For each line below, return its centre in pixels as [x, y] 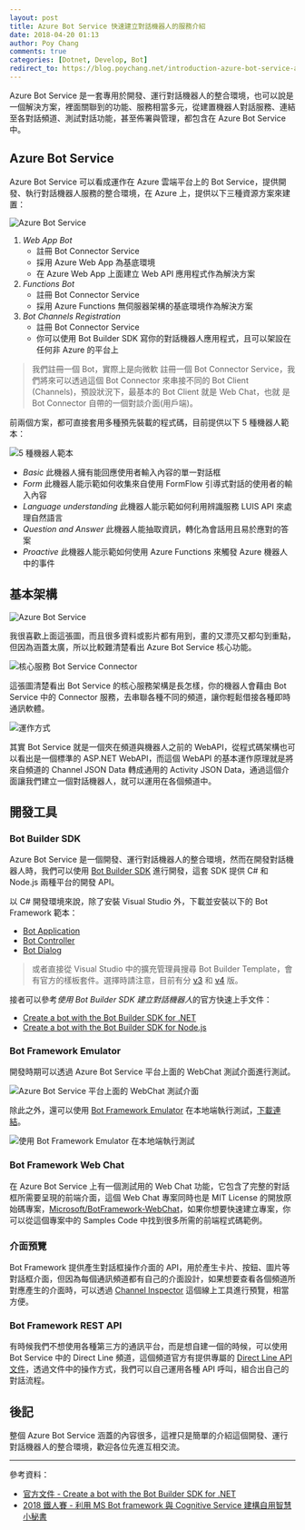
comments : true [38, 52]
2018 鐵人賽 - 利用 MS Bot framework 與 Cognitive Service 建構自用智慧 [157, 1505]
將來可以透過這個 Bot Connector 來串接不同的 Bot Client [144, 380]
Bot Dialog [42, 951]
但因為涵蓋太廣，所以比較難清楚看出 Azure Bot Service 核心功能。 [133, 647]
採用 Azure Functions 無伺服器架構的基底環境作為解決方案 [144, 306]
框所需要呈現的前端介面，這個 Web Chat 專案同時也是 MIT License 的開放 [147, 1197]
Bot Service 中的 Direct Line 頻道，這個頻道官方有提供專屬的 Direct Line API [151, 1357]
